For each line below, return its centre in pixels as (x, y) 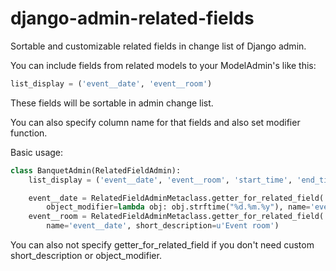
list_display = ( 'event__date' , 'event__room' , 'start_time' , (160, 180)
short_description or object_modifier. (86, 256)
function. (29, 133)
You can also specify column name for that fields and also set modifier (155, 122)
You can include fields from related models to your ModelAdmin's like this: (163, 65)
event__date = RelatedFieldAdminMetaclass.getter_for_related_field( (176, 198)
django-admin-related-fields (132, 18)
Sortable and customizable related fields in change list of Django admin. (158, 46)
